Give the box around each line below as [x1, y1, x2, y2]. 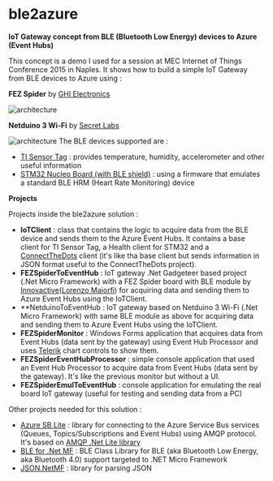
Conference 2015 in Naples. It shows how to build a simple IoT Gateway [8, 64, 248, 74]
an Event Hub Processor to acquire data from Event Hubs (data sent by [19, 363, 258, 372]
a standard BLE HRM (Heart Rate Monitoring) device [19, 178, 195, 187]
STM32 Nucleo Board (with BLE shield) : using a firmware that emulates [19, 169, 261, 178]
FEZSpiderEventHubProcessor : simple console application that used [19, 354, 255, 363]
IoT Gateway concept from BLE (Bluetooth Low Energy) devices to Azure [8, 32, 258, 41]
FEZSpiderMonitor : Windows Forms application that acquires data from [19, 328, 263, 337]
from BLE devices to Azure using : [8, 73, 122, 83]
